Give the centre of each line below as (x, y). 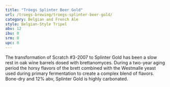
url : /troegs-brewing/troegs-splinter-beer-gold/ (59, 15)
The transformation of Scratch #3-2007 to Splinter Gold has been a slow (81, 57)
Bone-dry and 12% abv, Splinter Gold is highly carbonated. (67, 78)
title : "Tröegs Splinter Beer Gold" (44, 10)
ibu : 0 (12, 33)
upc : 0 (12, 43)
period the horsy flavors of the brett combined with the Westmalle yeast (81, 68)
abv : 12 (13, 29)
